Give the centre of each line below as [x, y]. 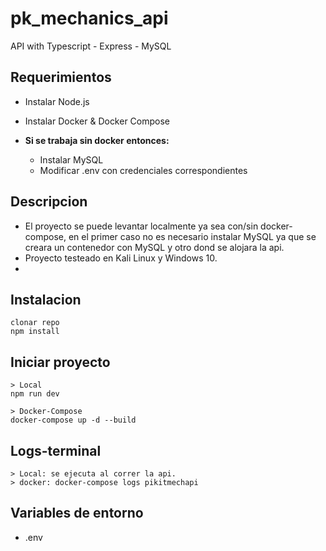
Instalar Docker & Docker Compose [97, 121]
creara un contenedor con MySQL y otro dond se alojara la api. [154, 247]
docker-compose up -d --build [73, 420]
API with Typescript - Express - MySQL [91, 46]
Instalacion [46, 299]
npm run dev [35, 394]
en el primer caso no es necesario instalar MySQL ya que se [192, 236]
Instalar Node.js [57, 101]
